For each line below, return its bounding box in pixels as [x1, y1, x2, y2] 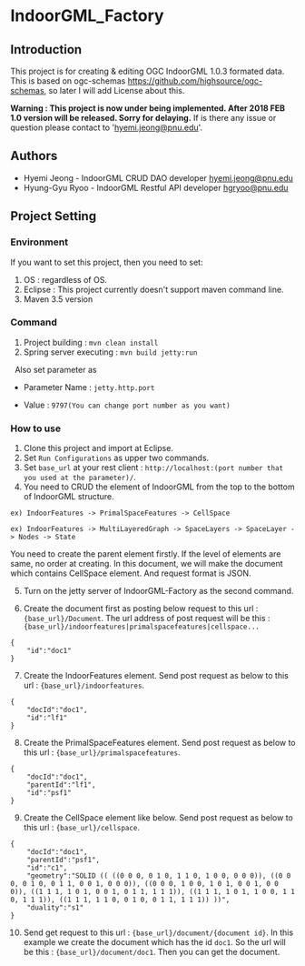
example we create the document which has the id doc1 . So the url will [23, 937, 287, 948]
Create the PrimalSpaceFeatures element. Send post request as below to [23, 738, 296, 749]
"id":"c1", [26, 863, 68, 873]
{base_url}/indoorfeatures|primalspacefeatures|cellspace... [23, 622, 261, 632]
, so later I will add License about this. [44, 86, 185, 96]
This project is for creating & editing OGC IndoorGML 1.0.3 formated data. [10, 65, 285, 76]
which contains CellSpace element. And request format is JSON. [10, 568, 252, 579]
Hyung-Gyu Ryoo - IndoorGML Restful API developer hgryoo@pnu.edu [23, 182, 289, 193]
